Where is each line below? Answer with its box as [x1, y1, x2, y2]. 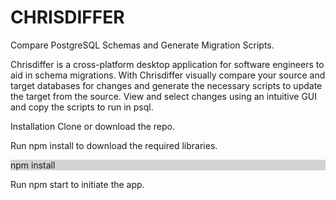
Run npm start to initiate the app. [10, 178, 145, 190]
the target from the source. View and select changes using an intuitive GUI [10, 90, 317, 102]
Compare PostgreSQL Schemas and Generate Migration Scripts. [10, 39, 275, 51]
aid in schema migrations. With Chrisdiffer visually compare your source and [10, 69, 326, 81]
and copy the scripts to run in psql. [10, 101, 154, 113]
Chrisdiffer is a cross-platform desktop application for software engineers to [10, 58, 325, 70]
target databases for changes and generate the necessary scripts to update [10, 79, 323, 91]
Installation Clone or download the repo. [10, 120, 176, 132]
